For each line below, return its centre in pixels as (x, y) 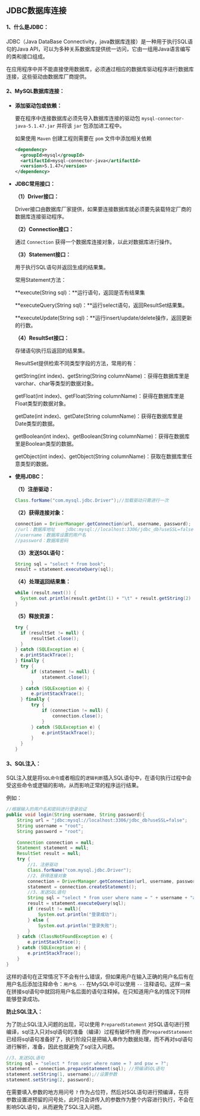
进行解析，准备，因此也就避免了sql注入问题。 (62, 1046)
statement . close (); (66, 677)
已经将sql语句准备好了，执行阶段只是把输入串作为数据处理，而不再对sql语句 (99, 1039)
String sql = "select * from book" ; (60, 564)
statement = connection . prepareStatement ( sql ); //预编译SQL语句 (85, 1069)
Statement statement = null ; (53, 848)
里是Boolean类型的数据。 (46, 444)
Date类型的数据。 (36, 424)
